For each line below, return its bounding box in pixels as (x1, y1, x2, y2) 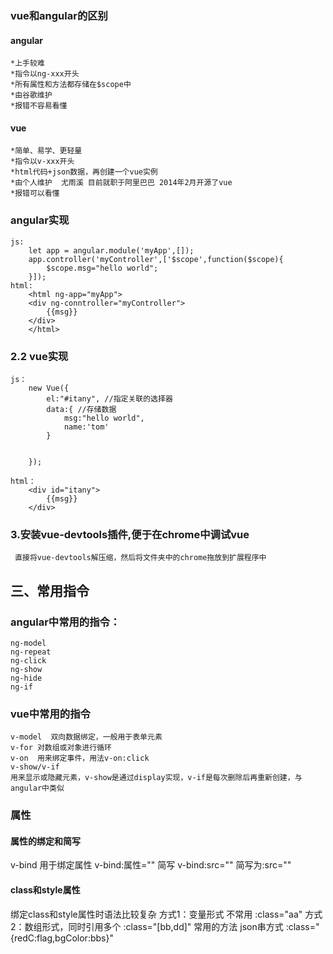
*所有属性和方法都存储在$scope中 (10, 80, 132, 90)
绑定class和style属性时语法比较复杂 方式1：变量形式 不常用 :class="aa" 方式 (10, 908, 323, 920)
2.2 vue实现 (10, 349, 69, 363)
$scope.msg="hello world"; (46, 263, 159, 273)
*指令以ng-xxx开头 (10, 69, 80, 79)
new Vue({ (28, 383, 70, 393)
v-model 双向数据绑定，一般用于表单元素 (10, 732, 163, 742)
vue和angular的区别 (10, 8, 108, 22)
